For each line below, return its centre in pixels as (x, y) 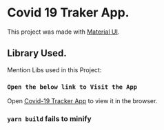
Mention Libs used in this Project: (54, 69)
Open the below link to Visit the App (72, 87)
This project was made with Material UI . (63, 32)
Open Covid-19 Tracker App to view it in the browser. (82, 101)
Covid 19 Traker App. (68, 13)
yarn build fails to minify (49, 118)
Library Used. (37, 53)
